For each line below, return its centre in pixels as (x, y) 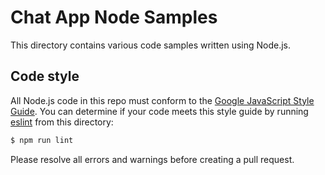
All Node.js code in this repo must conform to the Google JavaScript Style (162, 100)
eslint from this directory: (62, 122)
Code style (45, 76)
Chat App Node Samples (114, 17)
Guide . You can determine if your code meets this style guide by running (159, 111)
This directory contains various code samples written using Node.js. (151, 45)
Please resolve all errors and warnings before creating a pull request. (152, 159)
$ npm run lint (42, 140)
